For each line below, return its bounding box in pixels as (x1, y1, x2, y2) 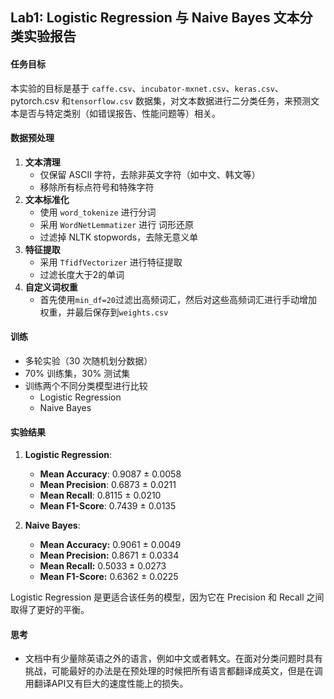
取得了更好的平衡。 (10, 604, 90, 616)
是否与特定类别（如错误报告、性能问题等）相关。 (18, 107, 221, 119)
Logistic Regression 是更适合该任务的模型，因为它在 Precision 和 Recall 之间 (10, 591, 325, 603)
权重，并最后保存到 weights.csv (39, 306, 169, 318)
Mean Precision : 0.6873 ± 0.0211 (39, 479, 177, 491)
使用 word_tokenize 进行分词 (39, 206, 157, 218)
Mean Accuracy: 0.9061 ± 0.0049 (39, 539, 182, 551)
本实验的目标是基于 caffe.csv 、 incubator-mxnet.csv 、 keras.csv (10, 82, 275, 94)
